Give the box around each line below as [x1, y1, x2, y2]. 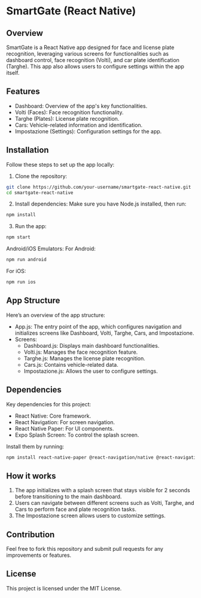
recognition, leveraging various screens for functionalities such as [6, 50, 169, 57]
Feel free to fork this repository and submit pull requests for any [6, 545, 163, 552]
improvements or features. [6, 551, 72, 559]
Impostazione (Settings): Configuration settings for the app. [14, 127, 162, 135]
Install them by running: [6, 443, 65, 450]
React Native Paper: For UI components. [14, 425, 114, 432]
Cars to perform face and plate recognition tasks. [14, 506, 136, 513]
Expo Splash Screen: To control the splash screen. [14, 431, 139, 438]
